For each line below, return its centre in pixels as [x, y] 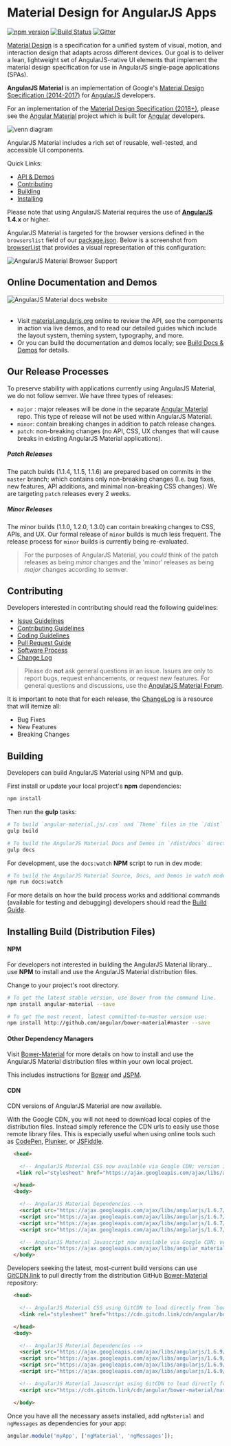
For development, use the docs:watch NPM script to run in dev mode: [105, 863]
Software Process [42, 651]
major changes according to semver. [76, 569]
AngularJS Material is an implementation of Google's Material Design [106, 88]
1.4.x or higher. [29, 219]
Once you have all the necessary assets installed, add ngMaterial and [106, 1416]
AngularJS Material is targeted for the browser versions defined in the [106, 232]
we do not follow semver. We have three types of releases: [90, 395]
